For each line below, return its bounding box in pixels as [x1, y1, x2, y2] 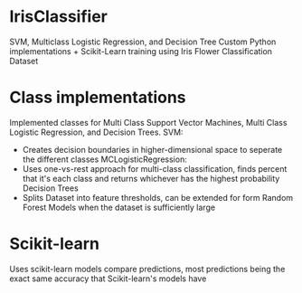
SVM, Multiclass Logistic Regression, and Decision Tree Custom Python [9, 36, 277, 47]
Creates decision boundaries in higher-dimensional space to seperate [22, 144, 283, 155]
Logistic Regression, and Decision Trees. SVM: [9, 127, 184, 137]
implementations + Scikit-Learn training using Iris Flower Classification [9, 45, 273, 56]
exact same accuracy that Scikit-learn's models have [9, 273, 207, 284]
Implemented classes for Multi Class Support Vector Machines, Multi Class [9, 117, 288, 128]
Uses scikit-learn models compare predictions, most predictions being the [9, 263, 286, 274]
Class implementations [9, 88, 187, 108]
